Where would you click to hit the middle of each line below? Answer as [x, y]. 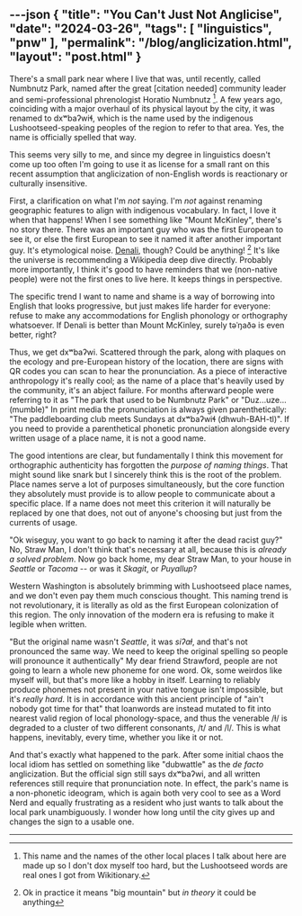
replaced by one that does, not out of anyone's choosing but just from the [146, 513]
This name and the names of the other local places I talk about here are [154, 856]
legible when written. [48, 624]
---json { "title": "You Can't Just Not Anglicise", [146, 15]
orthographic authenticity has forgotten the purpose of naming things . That [149, 465]
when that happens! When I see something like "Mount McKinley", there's [146, 220]
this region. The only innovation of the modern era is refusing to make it [142, 615]
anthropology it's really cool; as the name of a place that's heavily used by [147, 381]
